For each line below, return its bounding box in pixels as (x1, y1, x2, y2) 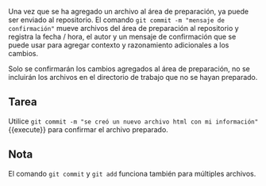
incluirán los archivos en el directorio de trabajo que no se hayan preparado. (8, 73, 258, 82)
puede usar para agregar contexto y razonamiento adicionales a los (8, 40, 229, 50)
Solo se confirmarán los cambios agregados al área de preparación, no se (8, 64, 250, 74)
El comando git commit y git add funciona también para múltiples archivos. (8, 169, 256, 178)
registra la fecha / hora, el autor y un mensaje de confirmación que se (8, 32, 237, 41)
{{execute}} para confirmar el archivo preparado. (8, 124, 168, 134)
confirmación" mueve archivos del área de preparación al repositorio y (8, 24, 240, 32)
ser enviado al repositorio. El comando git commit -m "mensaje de (8, 15, 225, 25)
